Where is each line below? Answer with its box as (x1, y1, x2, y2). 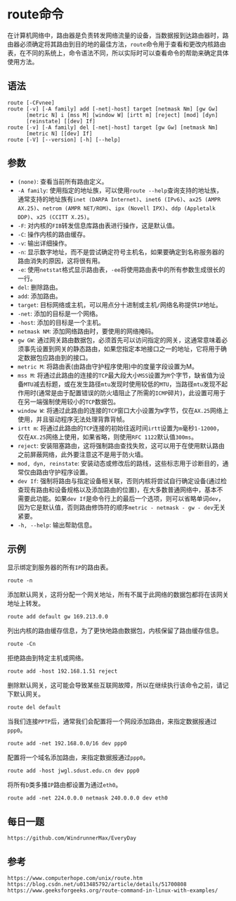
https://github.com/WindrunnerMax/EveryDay (7, 835, 137, 842)
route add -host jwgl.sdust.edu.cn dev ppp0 (7, 767, 140, 775)
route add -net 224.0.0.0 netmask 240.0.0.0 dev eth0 (7, 795, 169, 802)
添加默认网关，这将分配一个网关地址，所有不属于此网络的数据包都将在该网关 (7, 590, 229, 599)
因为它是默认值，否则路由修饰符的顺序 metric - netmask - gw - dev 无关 (17, 503, 226, 511)
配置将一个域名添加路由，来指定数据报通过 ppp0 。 (7, 753, 150, 762)
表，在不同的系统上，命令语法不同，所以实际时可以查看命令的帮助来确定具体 (7, 49, 229, 57)
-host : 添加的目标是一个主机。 (17, 318, 105, 326)
